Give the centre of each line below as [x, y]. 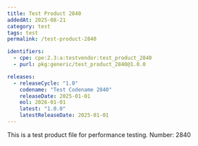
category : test [29, 26]
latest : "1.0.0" [43, 109]
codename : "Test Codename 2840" [66, 90]
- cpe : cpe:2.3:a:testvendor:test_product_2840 [83, 58]
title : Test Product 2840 [44, 13]
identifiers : [26, 52]
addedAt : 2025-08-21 [37, 20]
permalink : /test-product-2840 [52, 39]
